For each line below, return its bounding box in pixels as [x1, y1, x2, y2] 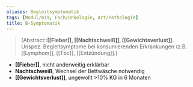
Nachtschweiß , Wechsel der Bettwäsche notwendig [14, 68, 146, 75]
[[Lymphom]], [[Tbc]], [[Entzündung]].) [20, 50, 118, 57]
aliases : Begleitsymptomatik [6, 8, 79, 15]
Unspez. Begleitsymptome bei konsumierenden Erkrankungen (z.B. [20, 43, 188, 50]
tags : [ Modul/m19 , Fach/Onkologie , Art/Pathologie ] [6, 14, 138, 21]
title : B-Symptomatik [6, 20, 61, 26]
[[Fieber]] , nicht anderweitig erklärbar [14, 61, 109, 68]
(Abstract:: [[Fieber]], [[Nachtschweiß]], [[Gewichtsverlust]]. [20, 37, 174, 44]
